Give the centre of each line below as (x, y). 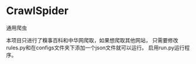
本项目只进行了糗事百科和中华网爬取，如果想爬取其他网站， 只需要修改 (92, 40)
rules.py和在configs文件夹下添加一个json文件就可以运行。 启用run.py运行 (95, 48)
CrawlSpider (37, 11)
